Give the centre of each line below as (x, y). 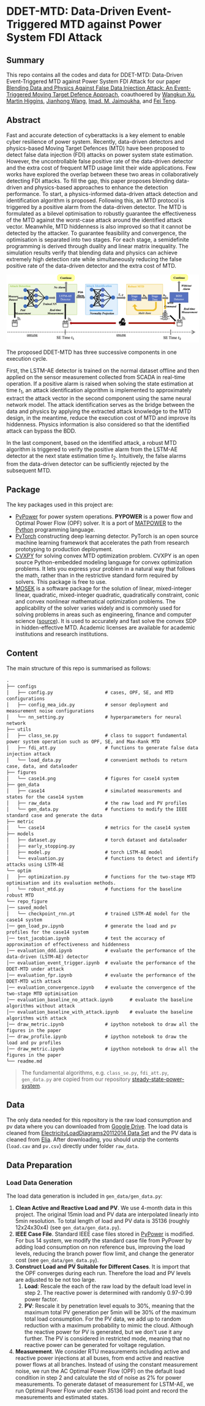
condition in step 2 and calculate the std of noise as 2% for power (98, 1378)
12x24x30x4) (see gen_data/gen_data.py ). (68, 1228)
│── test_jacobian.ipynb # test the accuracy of (86, 938)
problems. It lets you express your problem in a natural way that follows (105, 568)
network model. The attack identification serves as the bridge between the (100, 405)
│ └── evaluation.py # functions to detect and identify (102, 858)
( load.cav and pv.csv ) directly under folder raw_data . (73, 1146)
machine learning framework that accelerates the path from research (102, 543)
